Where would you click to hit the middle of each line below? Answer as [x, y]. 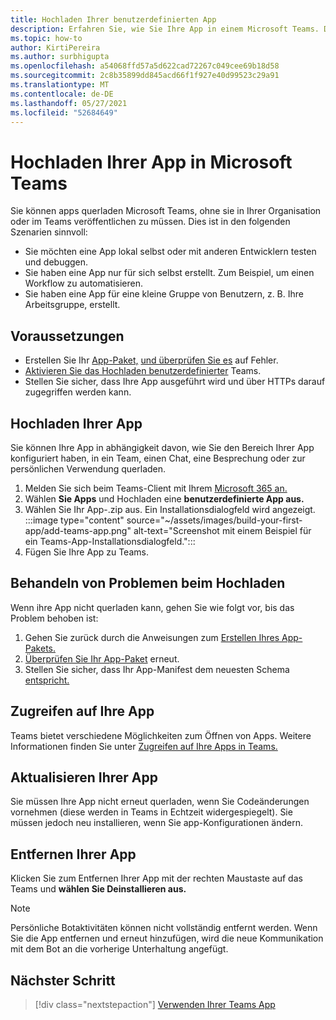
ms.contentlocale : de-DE [62, 94]
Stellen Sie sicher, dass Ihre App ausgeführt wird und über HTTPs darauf [175, 382]
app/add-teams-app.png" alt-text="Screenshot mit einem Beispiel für [168, 530]
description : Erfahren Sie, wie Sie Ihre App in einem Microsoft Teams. [165, 29]
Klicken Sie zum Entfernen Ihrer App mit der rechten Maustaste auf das [156, 878]
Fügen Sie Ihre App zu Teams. [86, 552]
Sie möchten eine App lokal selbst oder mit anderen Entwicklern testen [170, 252]
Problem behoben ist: [54, 618]
